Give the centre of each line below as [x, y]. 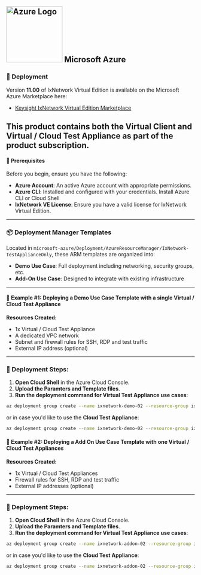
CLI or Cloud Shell [37, 198]
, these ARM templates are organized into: [103, 254]
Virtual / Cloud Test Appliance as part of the [90, 136]
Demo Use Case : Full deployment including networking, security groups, [104, 266]
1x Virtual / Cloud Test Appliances [56, 473]
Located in [19, 248]
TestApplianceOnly [29, 255]
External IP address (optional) [51, 348]
